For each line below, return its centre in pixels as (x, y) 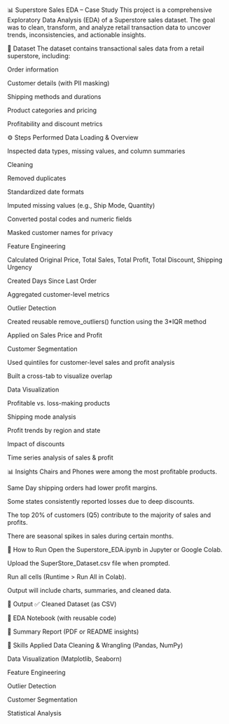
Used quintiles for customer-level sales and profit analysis (91, 362)
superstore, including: (39, 56)
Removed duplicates (37, 178)
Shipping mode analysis (42, 417)
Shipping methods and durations (54, 96)
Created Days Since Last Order (52, 281)
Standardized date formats (46, 192)
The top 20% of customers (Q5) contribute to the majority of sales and (109, 515)
